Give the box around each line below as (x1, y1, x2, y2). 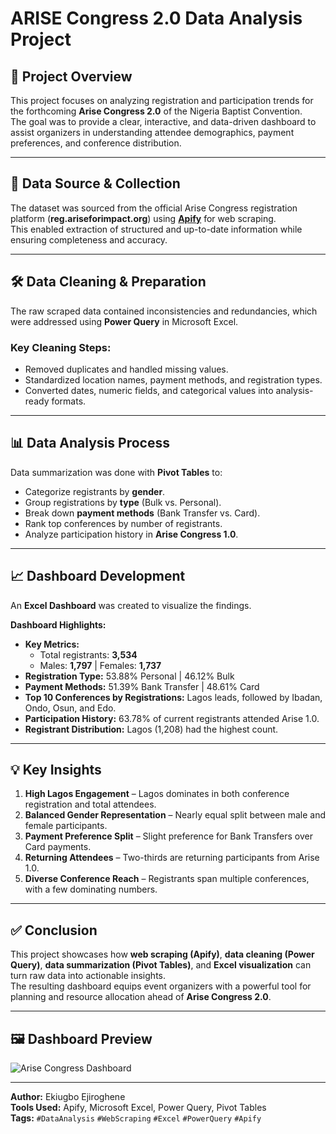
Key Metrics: (24, 638, 80, 650)
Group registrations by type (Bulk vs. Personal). (24, 496, 222, 508)
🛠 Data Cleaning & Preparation (10, 273, 207, 291)
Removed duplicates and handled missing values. (24, 363, 229, 375)
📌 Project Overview (10, 68, 133, 85)
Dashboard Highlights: (10, 618, 107, 631)
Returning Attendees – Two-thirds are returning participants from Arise (24, 852, 320, 864)
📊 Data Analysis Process (10, 435, 170, 452)
